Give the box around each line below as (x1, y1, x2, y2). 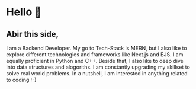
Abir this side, (6, 29, 59, 39)
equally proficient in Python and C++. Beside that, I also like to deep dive (6, 58, 184, 64)
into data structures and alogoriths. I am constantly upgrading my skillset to (6, 63, 191, 71)
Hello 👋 (6, 5, 41, 19)
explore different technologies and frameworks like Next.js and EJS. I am (6, 51, 184, 58)
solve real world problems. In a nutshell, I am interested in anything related (6, 70, 188, 77)
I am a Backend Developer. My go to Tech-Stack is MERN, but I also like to (6, 44, 188, 52)
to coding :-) (6, 77, 37, 83)
